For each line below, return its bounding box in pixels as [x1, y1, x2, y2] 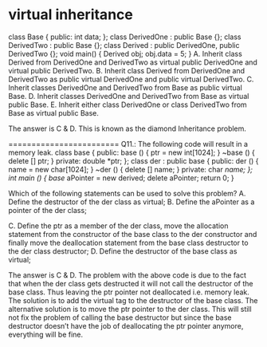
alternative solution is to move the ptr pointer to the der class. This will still [8, 304, 253, 313]
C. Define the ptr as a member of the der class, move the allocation [8, 221, 229, 231]
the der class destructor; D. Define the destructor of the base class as [8, 246, 238, 256]
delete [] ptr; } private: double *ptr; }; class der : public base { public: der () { [8, 156, 259, 165]
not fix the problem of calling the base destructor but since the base [8, 313, 233, 322]
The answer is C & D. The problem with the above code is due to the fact [8, 270, 247, 280]
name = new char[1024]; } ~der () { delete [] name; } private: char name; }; [8, 164, 253, 174]
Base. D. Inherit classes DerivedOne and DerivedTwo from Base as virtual [8, 91, 249, 101]
